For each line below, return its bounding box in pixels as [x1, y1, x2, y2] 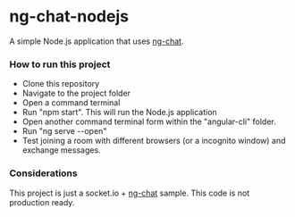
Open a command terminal [21, 97, 121, 108]
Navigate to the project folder [21, 88, 131, 99]
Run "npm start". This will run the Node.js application [21, 107, 217, 118]
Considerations [9, 167, 78, 179]
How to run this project [9, 58, 111, 71]
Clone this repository [21, 79, 100, 89]
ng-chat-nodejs [9, 6, 130, 27]
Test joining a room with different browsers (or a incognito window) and [21, 136, 286, 146]
